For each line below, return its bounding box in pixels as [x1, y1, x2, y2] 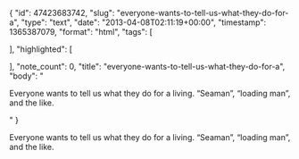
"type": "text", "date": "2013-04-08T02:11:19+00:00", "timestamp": [21, 17, 266, 28]
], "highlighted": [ [9, 44, 73, 54]
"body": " [9, 71, 45, 81]
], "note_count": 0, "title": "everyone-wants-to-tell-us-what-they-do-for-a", [9, 62, 286, 71]
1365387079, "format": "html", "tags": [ [9, 27, 154, 37]
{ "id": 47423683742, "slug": [9, 8, 115, 18]
